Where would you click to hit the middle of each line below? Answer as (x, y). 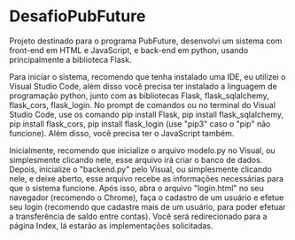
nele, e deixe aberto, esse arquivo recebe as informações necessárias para (147, 178)
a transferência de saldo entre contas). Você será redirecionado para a (138, 216)
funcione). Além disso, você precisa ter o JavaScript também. (122, 133)
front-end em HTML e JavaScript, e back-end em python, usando (129, 50)
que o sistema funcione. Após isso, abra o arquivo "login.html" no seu (136, 188)
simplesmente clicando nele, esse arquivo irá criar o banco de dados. (136, 159)
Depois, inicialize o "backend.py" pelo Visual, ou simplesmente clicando (140, 169)
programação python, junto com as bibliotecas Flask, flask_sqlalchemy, (140, 96)
